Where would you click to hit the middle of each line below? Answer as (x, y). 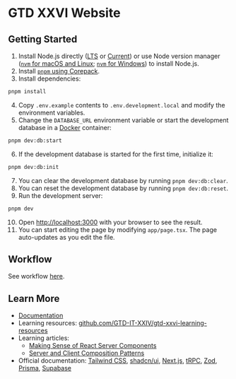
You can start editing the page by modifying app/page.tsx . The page (118, 229)
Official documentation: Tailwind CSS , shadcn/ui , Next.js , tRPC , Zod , (118, 361)
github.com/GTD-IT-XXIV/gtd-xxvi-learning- (142, 323)
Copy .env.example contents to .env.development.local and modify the (122, 105)
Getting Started (43, 39)
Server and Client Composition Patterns (87, 353)
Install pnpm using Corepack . (59, 71)
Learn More (34, 298)
